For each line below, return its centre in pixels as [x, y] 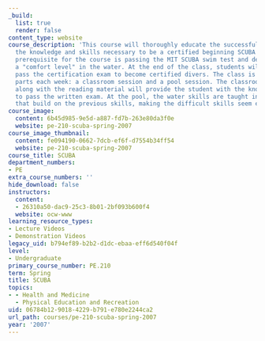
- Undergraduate [35, 258]
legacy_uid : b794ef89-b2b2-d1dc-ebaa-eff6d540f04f [93, 244]
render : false [38, 30]
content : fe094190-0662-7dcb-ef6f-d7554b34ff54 [95, 140]
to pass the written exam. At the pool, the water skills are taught [132, 97]
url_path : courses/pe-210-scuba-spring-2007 [82, 317]
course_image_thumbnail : [49, 133]
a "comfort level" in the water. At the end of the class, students [130, 67]
